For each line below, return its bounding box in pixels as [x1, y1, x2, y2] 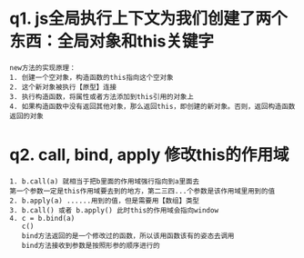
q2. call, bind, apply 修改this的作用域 [9, 144, 289, 165]
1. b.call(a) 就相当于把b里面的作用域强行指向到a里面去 [9, 176, 200, 186]
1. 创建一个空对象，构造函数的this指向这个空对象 [9, 73, 174, 82]
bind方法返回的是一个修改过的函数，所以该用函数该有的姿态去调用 [21, 231, 235, 241]
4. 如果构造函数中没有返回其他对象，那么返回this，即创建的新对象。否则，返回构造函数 [9, 102, 296, 111]
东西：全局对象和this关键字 [9, 31, 215, 52]
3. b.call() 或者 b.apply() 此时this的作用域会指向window [9, 205, 219, 214]
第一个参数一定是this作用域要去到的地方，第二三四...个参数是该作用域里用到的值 [9, 186, 276, 195]
